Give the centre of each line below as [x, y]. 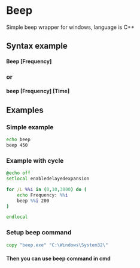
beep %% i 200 [33, 201]
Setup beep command [39, 233]
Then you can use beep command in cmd [58, 258]
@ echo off [19, 173]
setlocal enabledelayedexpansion [48, 179]
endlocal [17, 217]
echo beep [19, 140]
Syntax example [37, 46]
